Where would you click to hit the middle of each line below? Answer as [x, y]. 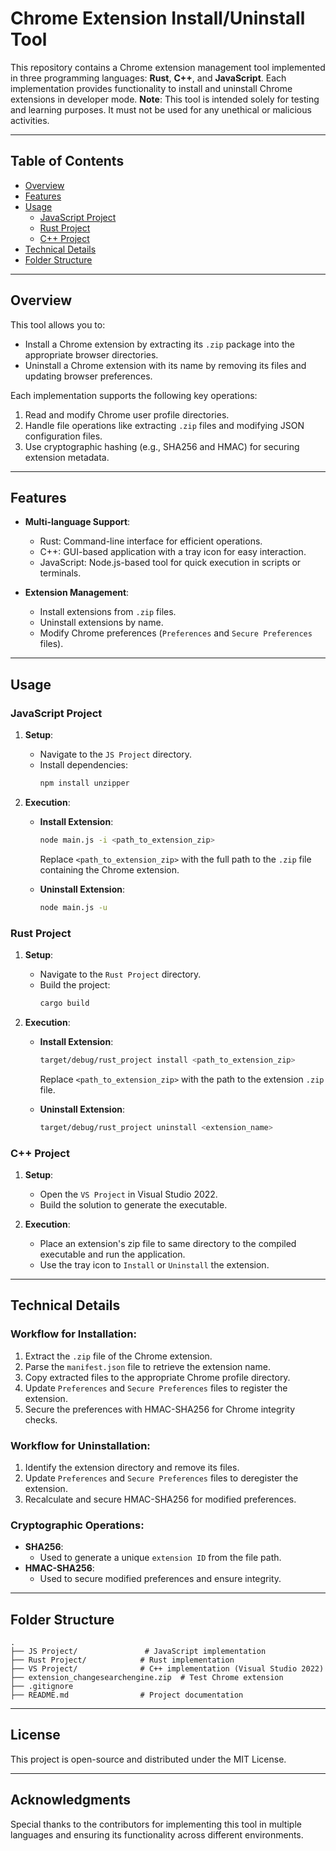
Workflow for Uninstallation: [80, 1445]
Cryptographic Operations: [77, 1525]
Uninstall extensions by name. [101, 623]
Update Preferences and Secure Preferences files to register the [156, 1388]
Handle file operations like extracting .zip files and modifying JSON [164, 425]
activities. [30, 120]
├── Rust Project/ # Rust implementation [122, 1660]
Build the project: [75, 984]
